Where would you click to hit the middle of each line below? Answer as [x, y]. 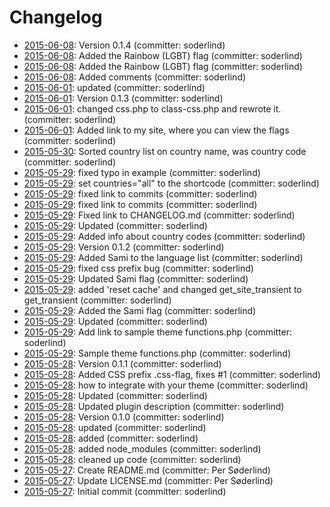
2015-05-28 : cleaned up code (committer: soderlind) [132, 459]
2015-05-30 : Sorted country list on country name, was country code [165, 151]
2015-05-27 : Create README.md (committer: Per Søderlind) [147, 470]
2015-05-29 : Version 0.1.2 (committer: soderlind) [124, 247]
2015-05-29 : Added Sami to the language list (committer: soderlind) [163, 257]
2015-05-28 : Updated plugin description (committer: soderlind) [154, 406]
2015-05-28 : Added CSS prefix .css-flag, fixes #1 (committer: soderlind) [172, 374]
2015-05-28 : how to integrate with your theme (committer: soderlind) [166, 385]
